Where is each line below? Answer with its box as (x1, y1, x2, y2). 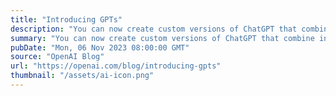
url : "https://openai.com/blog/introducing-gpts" (10, 61, 222, 71)
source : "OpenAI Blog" (10, 52, 105, 62)
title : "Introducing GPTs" (10, 14, 123, 25)
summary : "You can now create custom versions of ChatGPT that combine (10, 33, 315, 43)
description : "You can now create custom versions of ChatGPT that (10, 24, 298, 34)
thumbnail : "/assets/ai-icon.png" (10, 71, 155, 81)
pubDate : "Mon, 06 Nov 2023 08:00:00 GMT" (10, 42, 190, 53)
